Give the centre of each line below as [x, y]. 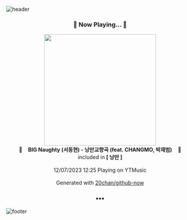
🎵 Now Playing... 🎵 [100, 24]
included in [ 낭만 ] [100, 157]
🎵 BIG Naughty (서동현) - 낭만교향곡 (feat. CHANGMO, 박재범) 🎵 [100, 150]
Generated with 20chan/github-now [100, 183]
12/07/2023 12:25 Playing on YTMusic [100, 170]
